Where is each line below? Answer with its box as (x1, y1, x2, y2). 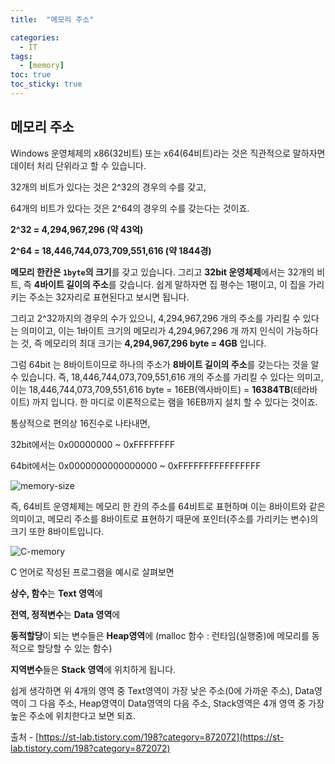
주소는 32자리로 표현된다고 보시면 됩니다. (28, 291, 190, 303)
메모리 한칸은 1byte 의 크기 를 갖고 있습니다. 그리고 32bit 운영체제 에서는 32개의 (10, 266, 315, 278)
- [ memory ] (19, 61, 65, 71)
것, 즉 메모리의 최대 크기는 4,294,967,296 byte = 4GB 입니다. (20, 337, 267, 349)
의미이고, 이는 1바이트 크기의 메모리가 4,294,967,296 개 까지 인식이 (20, 324, 285, 336)
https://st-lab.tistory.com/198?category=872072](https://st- (38, 731, 285, 743)
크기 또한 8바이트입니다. (10, 525, 105, 537)
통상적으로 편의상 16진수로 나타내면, (10, 417, 151, 429)
